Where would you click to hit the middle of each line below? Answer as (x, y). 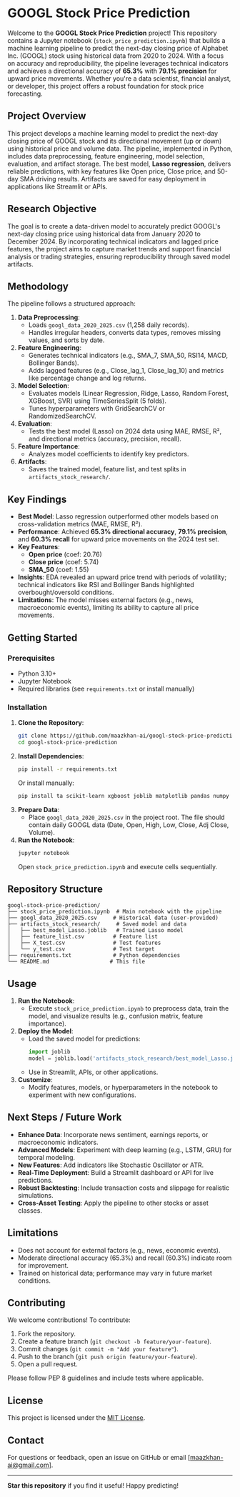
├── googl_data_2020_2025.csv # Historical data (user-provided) (113, 918)
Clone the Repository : (51, 723)
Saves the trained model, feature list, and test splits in (107, 469)
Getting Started (42, 637)
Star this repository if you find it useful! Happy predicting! (93, 1485)
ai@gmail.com (28, 1465)
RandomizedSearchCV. (62, 416)
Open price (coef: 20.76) (65, 554)
